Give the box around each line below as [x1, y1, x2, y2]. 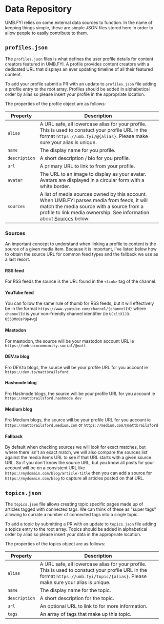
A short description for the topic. [40, 595, 115, 602]
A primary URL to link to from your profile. [40, 163, 135, 169]
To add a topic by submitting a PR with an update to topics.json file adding [5, 521, 157, 527]
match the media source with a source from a [40, 203, 144, 209]
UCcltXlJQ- [109, 312, 131, 317]
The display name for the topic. [40, 587, 111, 594]
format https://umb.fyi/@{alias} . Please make [40, 133, 148, 140]
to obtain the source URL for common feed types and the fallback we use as [5, 251, 159, 257]
